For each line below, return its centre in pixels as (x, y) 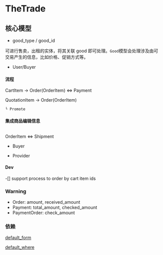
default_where (20, 248)
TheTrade (25, 9)
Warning (16, 191)
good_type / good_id (34, 41)
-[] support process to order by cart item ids (51, 178)
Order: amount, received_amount (46, 202)
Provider (21, 156)
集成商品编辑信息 (23, 121)
